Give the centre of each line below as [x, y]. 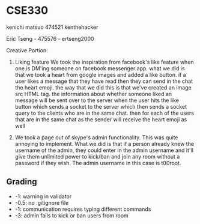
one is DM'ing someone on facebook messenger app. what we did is [100, 68]
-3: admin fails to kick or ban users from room [72, 215]
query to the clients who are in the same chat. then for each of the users [104, 113]
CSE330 [27, 11]
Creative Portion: [27, 50]
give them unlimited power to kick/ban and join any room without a [97, 156]
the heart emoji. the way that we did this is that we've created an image [103, 87]
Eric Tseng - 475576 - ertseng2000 [50, 38]
